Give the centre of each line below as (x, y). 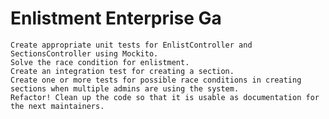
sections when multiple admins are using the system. (125, 88)
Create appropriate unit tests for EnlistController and (131, 45)
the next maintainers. (57, 106)
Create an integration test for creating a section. (122, 71)
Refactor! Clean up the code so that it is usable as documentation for (165, 97)
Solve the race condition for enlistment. (100, 62)
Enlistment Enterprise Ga (116, 18)
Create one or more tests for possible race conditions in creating (156, 80)
